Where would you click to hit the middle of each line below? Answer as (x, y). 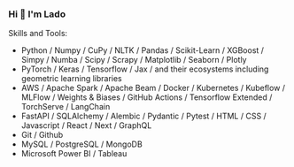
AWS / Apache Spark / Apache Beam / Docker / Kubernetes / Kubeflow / (153, 88)
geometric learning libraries (72, 79)
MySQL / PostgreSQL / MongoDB (81, 144)
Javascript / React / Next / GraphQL (86, 125)
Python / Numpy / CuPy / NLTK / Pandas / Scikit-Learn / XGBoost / (143, 50)
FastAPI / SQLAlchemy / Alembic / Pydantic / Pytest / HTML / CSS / (143, 116)
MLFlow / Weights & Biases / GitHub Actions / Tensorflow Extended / (147, 97)
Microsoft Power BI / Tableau (74, 154)
